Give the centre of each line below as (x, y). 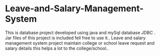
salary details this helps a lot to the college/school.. (57, 48)
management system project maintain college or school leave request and (80, 43)
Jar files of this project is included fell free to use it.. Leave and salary (75, 38)
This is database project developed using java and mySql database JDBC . (80, 32)
